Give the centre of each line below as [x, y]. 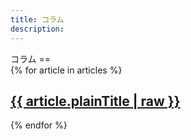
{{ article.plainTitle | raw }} [95, 101]
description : [37, 29]
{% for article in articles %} [66, 70]
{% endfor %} [39, 125]
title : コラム [37, 19]
